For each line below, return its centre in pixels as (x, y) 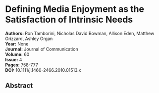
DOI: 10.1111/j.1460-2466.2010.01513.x (43, 70)
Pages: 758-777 (22, 65)
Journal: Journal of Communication (42, 49)
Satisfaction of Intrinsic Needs (69, 20)
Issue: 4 (14, 59)
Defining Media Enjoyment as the (75, 9)
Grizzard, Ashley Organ (29, 39)
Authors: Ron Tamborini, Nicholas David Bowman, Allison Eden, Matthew (80, 33)
